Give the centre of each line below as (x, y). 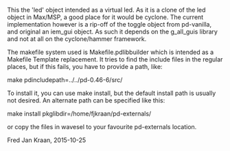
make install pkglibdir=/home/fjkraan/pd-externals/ (79, 113)
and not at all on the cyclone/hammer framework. (77, 39)
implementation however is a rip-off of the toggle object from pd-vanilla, (109, 24)
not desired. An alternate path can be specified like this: (86, 100)
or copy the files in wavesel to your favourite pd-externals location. (102, 127)
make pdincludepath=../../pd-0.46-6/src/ (65, 80)
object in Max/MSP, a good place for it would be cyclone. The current (105, 17)
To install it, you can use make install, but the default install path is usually (112, 93)
